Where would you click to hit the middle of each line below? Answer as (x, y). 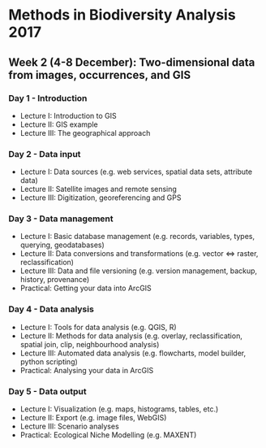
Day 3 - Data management (61, 219)
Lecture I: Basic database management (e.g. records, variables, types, (137, 237)
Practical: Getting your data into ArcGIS (86, 288)
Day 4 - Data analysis (51, 309)
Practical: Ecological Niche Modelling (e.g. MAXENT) (108, 435)
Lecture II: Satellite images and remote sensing (98, 189)
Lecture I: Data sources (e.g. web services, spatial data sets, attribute (136, 172)
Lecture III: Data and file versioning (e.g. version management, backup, (139, 271)
